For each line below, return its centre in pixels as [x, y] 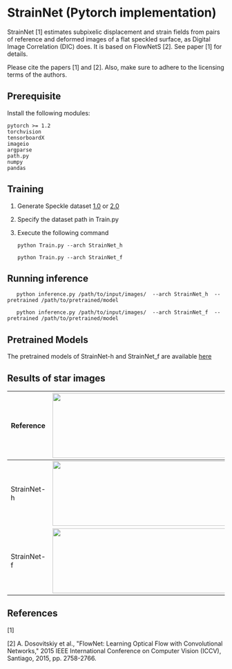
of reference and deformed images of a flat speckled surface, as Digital [109, 39]
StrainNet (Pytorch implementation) [112, 13]
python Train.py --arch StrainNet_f [70, 257]
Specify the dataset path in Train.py [68, 219]
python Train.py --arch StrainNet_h [70, 245]
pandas [17, 168]
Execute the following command [63, 232]
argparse [20, 150]
